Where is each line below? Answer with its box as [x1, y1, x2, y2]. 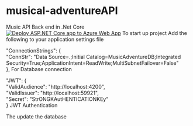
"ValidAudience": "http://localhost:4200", [6, 83, 105, 90]
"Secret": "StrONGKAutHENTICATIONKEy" [6, 95, 109, 103]
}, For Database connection [6, 65, 72, 72]
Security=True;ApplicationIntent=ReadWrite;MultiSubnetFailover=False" [6, 60, 180, 66]
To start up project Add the [122, 29, 187, 36]
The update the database [6, 113, 67, 120]
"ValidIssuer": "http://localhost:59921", [6, 89, 99, 96]
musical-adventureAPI [6, 4, 118, 17]
